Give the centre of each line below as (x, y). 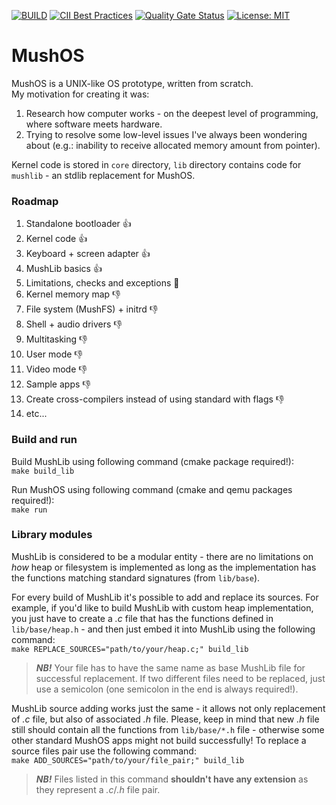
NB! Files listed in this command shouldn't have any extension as (172, 779)
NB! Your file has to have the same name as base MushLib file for (170, 667)
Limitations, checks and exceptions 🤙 (102, 283)
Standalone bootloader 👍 (78, 224)
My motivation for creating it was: (80, 94)
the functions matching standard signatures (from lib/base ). (136, 577)
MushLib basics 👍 (64, 269)
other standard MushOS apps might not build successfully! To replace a (159, 740)
